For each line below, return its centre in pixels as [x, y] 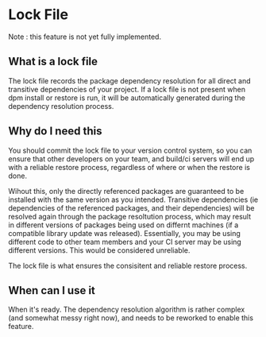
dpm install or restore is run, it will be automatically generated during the [127, 98]
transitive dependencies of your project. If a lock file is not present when [127, 89]
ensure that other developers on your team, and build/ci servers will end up [131, 159]
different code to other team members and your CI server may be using [125, 242]
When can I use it [52, 291]
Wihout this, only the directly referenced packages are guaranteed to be [126, 191]
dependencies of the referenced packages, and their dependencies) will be [131, 207]
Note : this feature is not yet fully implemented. [85, 37]
